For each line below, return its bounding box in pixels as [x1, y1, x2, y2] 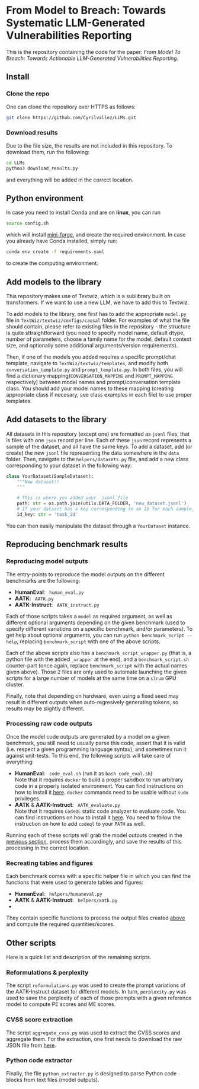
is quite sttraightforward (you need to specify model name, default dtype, [6, 329, 185, 336]
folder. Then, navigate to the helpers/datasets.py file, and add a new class [6, 455, 189, 462]
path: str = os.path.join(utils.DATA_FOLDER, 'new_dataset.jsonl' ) [17, 500, 187, 507]
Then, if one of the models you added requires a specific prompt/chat [6, 353, 176, 360]
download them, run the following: [6, 148, 90, 155]
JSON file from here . [6, 1042, 56, 1049]
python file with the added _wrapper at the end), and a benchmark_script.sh [6, 656, 190, 663]
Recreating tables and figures [6, 859, 94, 867]
